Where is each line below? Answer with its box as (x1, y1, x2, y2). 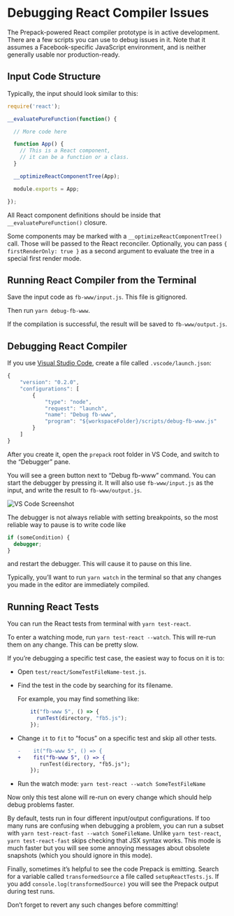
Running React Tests (7, 600, 99, 613)
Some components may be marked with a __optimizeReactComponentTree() (7, 232, 223, 240)
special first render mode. (7, 254, 82, 262)
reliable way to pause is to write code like (7, 520, 126, 529)
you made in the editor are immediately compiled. (7, 581, 150, 589)
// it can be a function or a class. (20, 154, 130, 161)
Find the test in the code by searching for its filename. (17, 681, 173, 690)
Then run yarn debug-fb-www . (7, 306, 91, 315)
